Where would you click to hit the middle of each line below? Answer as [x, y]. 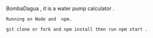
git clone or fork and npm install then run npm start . [77, 29]
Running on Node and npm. [39, 19]
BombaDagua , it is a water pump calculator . [60, 8]
